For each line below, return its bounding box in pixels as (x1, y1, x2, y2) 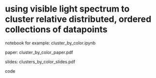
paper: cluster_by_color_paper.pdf (5, 49, 74, 55)
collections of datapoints (5, 24, 108, 35)
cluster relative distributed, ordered (5, 14, 152, 25)
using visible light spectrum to (5, 3, 130, 15)
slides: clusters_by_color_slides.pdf (5, 59, 76, 64)
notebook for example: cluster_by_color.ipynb (5, 40, 96, 46)
